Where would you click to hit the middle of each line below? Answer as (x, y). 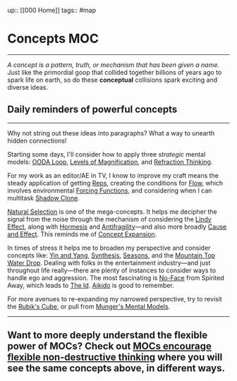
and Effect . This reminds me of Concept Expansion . (82, 234)
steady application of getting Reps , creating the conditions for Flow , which (115, 183)
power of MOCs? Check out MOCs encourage (109, 346)
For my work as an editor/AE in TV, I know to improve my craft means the (113, 175)
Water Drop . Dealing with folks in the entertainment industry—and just (109, 262)
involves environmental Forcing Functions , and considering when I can (110, 190)
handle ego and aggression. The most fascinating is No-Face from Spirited (116, 277)
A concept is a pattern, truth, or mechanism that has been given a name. (114, 65)
